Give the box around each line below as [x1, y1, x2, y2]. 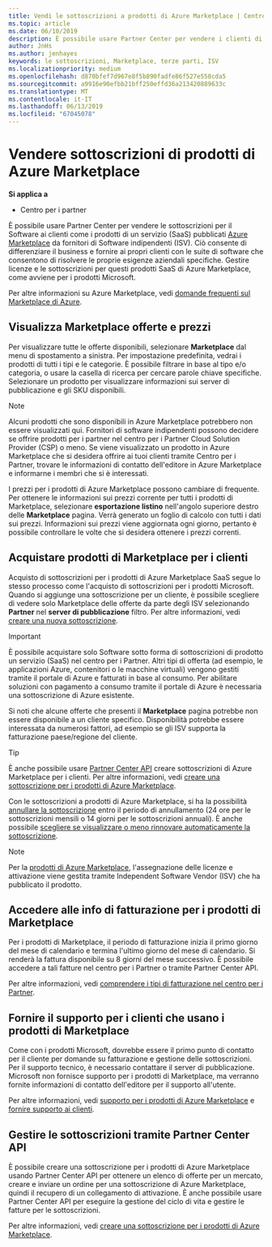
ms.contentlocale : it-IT [8, 95, 92, 103]
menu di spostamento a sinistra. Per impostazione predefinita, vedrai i [8, 350, 241, 360]
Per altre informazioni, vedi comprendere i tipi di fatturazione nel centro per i [8, 979, 264, 989]
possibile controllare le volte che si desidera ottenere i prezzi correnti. [8, 527, 241, 537]
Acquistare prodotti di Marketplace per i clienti [8, 551, 249, 565]
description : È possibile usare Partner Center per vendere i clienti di [8, 34, 263, 43]
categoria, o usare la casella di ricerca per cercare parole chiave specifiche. [8, 367, 261, 378]
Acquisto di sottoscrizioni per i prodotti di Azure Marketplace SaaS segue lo [8, 572, 261, 582]
